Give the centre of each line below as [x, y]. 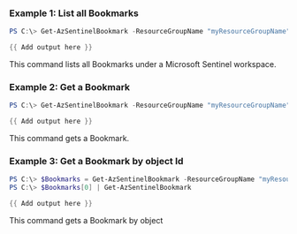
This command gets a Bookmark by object [86, 221]
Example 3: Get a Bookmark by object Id [96, 162]
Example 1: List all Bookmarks [74, 13]
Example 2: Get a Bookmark [70, 87]
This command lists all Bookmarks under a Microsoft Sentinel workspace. [143, 64]
